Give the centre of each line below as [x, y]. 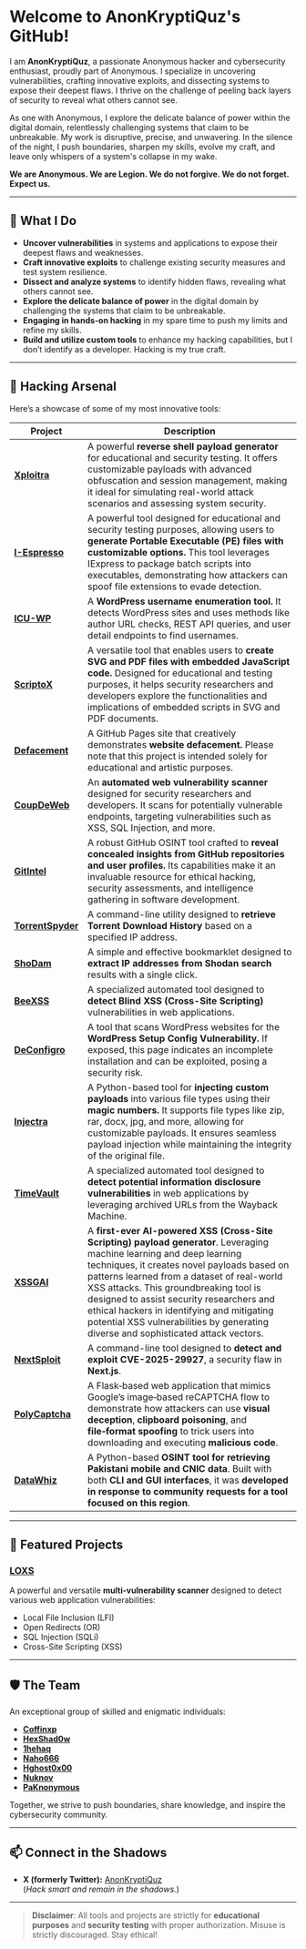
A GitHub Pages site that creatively [162, 733]
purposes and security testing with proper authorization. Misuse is [158, 1924]
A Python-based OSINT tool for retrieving [179, 1457]
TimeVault [36, 1193]
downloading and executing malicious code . [183, 1443]
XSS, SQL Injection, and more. [152, 828]
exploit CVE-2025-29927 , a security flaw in [185, 1359]
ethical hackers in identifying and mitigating [181, 1311]
